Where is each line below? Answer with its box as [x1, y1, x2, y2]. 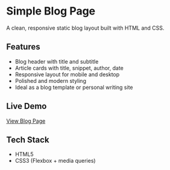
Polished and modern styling [14, 77, 86, 84]
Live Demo [6, 101, 47, 111]
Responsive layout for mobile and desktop [14, 71, 120, 78]
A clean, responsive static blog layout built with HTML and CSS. [6, 24, 165, 31]
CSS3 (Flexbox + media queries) [14, 157, 96, 165]
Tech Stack [6, 134, 49, 145]
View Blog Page [6, 117, 46, 125]
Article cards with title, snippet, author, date [14, 64, 124, 71]
